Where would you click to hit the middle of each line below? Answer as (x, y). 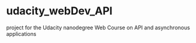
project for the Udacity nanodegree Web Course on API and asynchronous (98, 27)
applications (21, 33)
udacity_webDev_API (59, 11)
